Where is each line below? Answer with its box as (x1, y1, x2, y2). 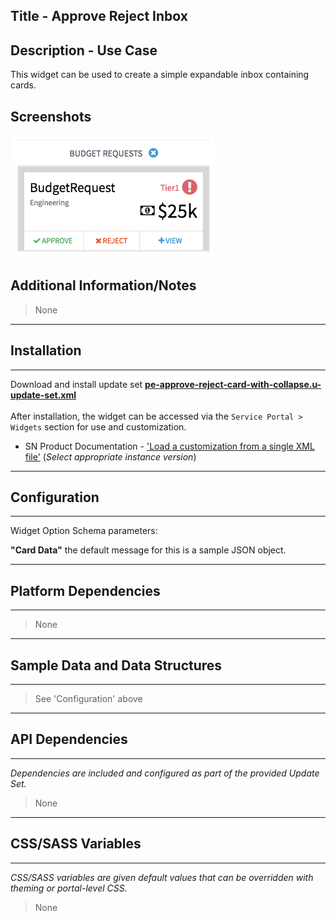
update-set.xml (10, 389, 77, 401)
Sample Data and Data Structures (10, 657, 223, 674)
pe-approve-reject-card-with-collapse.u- (144, 378, 322, 390)
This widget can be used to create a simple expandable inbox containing (10, 69, 310, 81)
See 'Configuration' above (34, 693, 143, 705)
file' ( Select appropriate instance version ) (24, 450, 197, 463)
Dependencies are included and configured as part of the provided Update (10, 767, 320, 779)
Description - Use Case (10, 42, 158, 59)
